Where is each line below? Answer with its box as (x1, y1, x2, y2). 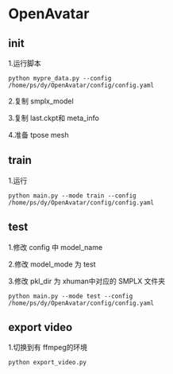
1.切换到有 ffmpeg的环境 (8, 343, 88, 353)
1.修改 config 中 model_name (8, 242, 103, 251)
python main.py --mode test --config (8, 292, 133, 300)
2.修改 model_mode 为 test (8, 259, 96, 269)
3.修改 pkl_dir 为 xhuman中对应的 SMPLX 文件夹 (8, 276, 165, 286)
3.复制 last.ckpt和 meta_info (8, 113, 99, 123)
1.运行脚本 (8, 59, 41, 68)
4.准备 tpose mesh (8, 131, 69, 139)
